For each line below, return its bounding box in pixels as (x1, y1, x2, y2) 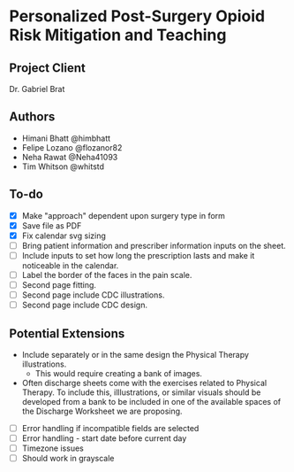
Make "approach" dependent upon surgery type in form (21, 210, 225, 221)
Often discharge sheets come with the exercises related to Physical (21, 378, 268, 388)
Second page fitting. (21, 280, 97, 290)
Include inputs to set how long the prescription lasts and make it (21, 250, 255, 260)
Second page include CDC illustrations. (21, 290, 165, 300)
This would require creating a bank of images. (34, 368, 203, 378)
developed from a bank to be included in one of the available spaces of (21, 397, 282, 406)
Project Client (9, 60, 86, 75)
